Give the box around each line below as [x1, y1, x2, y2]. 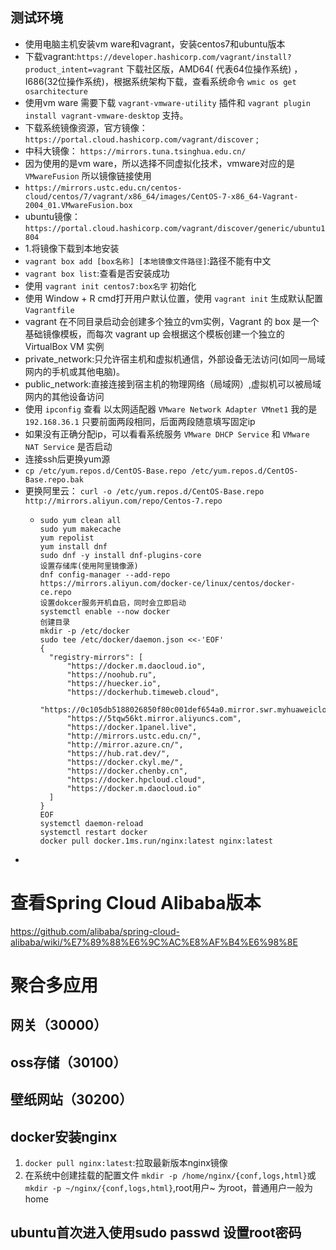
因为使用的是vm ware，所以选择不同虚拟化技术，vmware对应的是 [24, 157, 296, 169]
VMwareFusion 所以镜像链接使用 [24, 169, 152, 182]
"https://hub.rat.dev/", [66, 748, 171, 758]
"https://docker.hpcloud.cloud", [66, 774, 207, 785]
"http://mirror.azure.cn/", [66, 739, 184, 750]
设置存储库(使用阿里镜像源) [39, 561, 139, 571]
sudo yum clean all [39, 515, 122, 525]
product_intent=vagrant [24, 64, 125, 75]
